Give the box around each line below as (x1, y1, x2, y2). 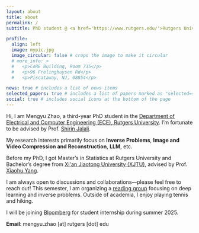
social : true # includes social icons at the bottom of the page (6, 96, 171, 103)
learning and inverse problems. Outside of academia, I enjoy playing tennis (6, 191, 188, 198)
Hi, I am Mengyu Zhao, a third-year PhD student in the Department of (6, 112, 175, 119)
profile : (6, 36, 28, 42)
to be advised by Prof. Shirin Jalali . (6, 125, 91, 132)
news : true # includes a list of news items (6, 85, 118, 91)
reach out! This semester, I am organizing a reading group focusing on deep (6, 184, 191, 191)
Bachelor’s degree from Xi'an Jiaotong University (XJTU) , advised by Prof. (6, 161, 188, 168)
